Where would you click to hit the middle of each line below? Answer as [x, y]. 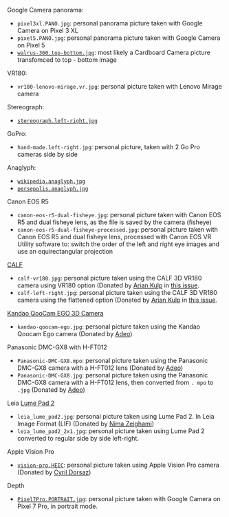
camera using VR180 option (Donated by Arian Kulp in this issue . [108, 285]
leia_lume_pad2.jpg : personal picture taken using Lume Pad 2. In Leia [116, 416]
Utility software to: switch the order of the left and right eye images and [118, 244]
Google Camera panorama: [45, 10]
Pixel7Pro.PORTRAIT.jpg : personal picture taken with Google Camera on [119, 499]
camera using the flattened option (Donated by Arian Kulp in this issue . [117, 300]
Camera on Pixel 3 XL [48, 31]
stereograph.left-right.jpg [57, 121]
